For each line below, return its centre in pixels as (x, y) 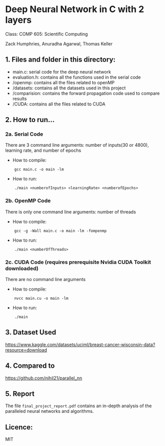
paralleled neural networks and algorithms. (50, 411)
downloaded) (22, 268)
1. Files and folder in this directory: (60, 60)
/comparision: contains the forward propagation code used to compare (86, 93)
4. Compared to (30, 366)
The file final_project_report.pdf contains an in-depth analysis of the (78, 406)
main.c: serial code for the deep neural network (62, 72)
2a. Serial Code (24, 134)
